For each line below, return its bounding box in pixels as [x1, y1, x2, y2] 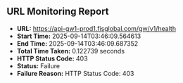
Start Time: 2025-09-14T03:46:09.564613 [16, 32, 141, 40]
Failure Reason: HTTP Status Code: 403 [16, 69, 134, 77]
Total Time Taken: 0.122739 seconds [16, 46, 125, 55]
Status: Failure [16, 61, 61, 70]
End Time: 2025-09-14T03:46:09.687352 [16, 39, 139, 48]
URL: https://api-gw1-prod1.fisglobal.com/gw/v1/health [16, 24, 177, 32]
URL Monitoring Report [6, 6, 110, 18]
